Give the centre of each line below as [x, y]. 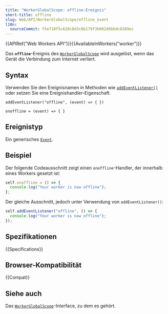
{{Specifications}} [24, 249]
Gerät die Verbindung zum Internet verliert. [51, 59]
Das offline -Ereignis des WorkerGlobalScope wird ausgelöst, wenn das [80, 54]
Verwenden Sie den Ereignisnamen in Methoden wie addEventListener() [82, 87]
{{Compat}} [17, 278]
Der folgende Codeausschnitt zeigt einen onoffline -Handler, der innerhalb [84, 168]
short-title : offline [28, 15]
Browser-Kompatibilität [44, 265]
